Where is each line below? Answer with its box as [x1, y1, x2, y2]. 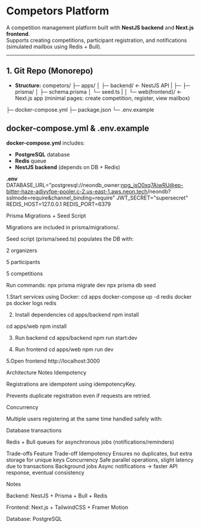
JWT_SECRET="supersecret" [116, 194, 188, 201]
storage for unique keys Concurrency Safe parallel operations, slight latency [6, 456, 194, 463]
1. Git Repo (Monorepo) [6, 66, 94, 76]
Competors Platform [6, 4, 109, 18]
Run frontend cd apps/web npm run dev [14, 345, 114, 353]
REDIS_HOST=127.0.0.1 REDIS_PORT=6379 [6, 200, 111, 207]
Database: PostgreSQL [6, 515, 63, 522]
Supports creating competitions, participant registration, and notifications [6, 36, 187, 44]
